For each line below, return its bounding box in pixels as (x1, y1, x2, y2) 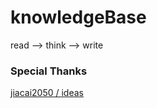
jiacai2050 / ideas (10, 87, 84, 99)
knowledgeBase (10, 6, 147, 29)
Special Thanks (10, 64, 88, 78)
